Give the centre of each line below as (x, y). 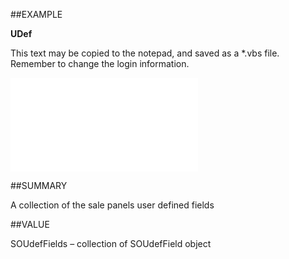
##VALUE (30, 224)
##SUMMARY (39, 185)
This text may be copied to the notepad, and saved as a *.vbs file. (145, 53)
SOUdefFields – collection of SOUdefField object (111, 243)
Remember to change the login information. (100, 63)
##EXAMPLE (36, 14)
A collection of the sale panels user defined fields (112, 205)
